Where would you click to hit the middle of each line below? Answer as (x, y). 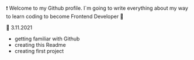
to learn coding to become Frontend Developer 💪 (65, 16)
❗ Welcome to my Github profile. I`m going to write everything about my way (97, 8)
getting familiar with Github (47, 39)
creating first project (39, 51)
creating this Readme (40, 45)
